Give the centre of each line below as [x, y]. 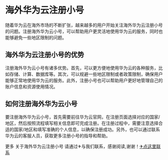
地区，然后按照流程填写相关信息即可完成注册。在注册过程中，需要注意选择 [82, 123]
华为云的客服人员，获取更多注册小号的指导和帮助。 [58, 135]
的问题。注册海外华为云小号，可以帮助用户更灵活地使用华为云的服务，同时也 [84, 31]
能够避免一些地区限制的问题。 [36, 37]
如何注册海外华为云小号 [41, 104]
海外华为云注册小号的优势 [44, 55]
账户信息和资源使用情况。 [31, 86]
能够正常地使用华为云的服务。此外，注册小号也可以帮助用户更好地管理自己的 [84, 80]
